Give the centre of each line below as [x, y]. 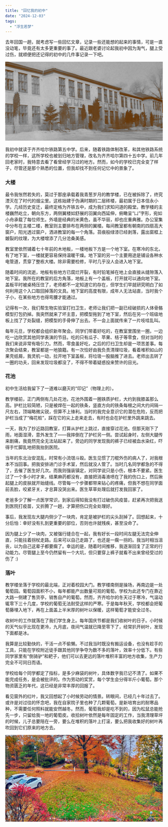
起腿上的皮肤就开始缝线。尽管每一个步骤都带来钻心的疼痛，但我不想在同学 [82, 483]
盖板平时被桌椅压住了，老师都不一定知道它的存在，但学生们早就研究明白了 [82, 284]
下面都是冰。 [18, 633]
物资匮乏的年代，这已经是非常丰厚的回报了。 [51, 686]
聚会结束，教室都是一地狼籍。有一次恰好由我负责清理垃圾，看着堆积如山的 [86, 350]
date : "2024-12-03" [25, 16]
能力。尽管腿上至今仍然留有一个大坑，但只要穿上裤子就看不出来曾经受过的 [86, 552]
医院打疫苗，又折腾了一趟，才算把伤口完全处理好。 [62, 506]
